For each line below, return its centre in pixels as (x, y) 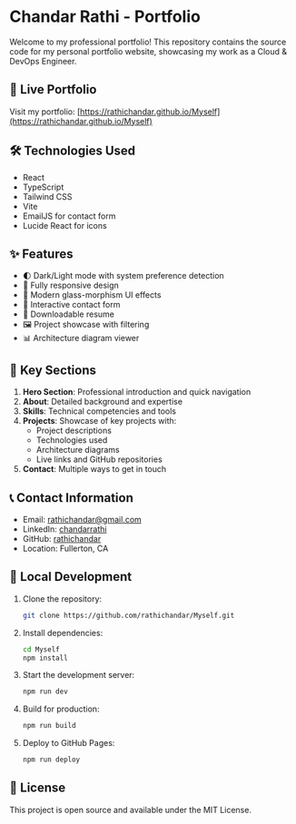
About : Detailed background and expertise (103, 402)
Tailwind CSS (47, 196)
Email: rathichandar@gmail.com (82, 520)
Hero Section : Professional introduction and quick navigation (137, 392)
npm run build (49, 726)
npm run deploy (51, 760)
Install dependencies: (63, 633)
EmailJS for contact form (69, 216)
